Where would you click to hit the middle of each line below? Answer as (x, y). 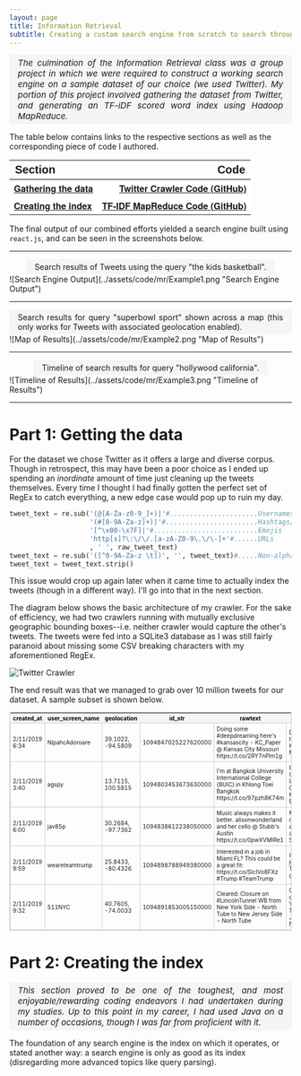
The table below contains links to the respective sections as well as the (140, 137)
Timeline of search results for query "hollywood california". (150, 368)
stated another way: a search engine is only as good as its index (128, 1053)
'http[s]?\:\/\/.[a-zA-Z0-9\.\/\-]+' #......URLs (182, 539)
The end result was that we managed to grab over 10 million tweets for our (146, 690)
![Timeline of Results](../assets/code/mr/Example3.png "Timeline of (134, 380)
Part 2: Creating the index (107, 963)
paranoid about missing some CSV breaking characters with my (127, 646)
